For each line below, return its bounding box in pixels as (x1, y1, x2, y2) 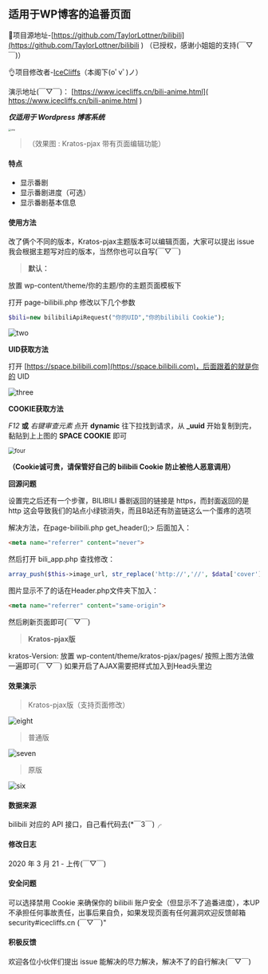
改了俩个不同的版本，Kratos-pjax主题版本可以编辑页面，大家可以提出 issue (8, 237, 255, 246)
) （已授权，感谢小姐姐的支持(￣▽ (140, 40, 254, 50)
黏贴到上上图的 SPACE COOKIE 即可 (8, 431, 128, 441)
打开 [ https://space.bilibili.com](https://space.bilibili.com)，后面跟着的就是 (8, 362, 253, 372)
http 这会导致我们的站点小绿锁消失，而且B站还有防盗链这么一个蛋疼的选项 (8, 506, 252, 515)
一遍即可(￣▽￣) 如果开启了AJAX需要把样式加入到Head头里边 (8, 661, 213, 670)
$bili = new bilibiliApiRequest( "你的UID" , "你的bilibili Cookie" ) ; (8, 314, 226, 322)
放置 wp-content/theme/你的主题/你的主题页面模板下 (8, 280, 182, 290)
